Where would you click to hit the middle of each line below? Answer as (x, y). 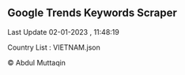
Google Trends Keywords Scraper (92, 13)
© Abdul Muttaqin (37, 62)
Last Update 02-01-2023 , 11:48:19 (63, 32)
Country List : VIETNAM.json (54, 47)
